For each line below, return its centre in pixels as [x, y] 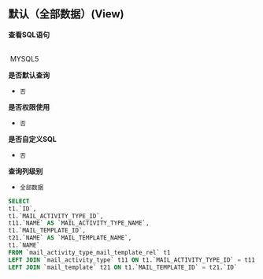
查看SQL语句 [29, 35]
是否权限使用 [29, 107]
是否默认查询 [29, 75]
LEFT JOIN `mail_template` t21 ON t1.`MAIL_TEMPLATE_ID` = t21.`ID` [123, 267]
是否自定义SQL [32, 139]
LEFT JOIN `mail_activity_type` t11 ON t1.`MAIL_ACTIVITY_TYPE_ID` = [125, 260]
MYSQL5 [24, 58]
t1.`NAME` [24, 246]
